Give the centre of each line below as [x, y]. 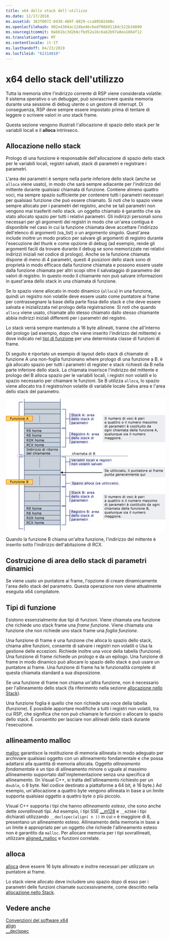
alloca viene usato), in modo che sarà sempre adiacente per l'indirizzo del [83, 184]
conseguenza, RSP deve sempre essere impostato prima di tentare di [78, 110]
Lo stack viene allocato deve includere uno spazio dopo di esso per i [77, 881]
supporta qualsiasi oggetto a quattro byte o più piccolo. [63, 796]
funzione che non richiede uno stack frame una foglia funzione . [72, 631]
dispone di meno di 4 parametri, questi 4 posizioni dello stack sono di [78, 260]
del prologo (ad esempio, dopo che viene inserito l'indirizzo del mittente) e [83, 333]
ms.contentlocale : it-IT [32, 43]
